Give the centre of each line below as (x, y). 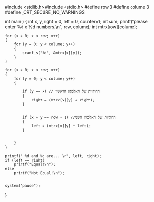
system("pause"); (23, 186)
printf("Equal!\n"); (35, 164)
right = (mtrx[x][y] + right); (63, 100)
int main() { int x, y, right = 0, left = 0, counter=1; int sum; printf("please (76, 22)
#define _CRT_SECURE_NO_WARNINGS (45, 12)
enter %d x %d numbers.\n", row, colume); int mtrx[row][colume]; (71, 27)
